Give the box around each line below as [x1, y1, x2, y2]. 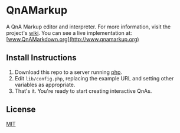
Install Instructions [6, 53, 77, 63]
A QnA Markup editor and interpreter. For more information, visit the [6, 23, 171, 30]
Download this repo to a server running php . [14, 69, 123, 76]
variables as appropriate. [14, 81, 76, 88]
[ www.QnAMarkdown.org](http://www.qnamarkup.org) [6, 35, 140, 43]
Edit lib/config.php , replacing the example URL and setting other [14, 74, 174, 82]
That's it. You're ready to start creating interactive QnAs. [14, 87, 152, 95]
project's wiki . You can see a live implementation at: [6, 29, 132, 36]
